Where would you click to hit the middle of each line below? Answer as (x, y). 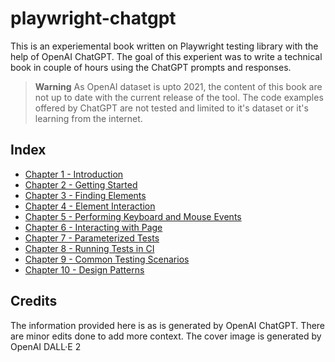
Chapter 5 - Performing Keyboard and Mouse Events (133, 216)
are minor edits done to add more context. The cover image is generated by (166, 336)
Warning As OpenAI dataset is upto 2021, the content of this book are (178, 86)
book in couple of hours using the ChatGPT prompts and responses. (151, 67)
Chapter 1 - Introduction (74, 174)
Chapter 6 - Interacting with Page (93, 227)
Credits (34, 301)
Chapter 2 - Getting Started (81, 184)
